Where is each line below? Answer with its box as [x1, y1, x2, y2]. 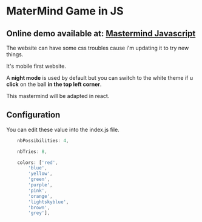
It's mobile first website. [6, 62, 67, 70]
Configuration [6, 110, 61, 120]
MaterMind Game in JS [6, 4, 124, 18]
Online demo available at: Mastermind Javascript [6, 28, 196, 39]
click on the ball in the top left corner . [6, 80, 102, 88]
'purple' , [28, 182, 53, 188]
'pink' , [28, 188, 47, 194]
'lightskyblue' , [28, 198, 69, 205]
